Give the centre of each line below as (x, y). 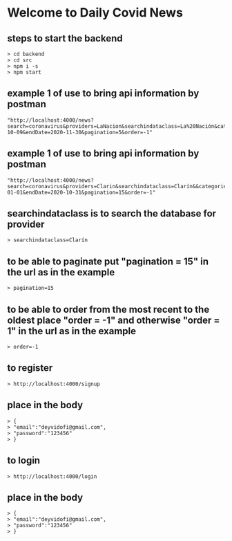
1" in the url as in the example (72, 331)
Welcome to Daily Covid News (95, 13)
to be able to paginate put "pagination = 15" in (108, 261)
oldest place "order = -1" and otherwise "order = (114, 320)
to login (23, 460)
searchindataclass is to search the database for (112, 213)
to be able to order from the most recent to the (108, 309)
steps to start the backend (65, 38)
